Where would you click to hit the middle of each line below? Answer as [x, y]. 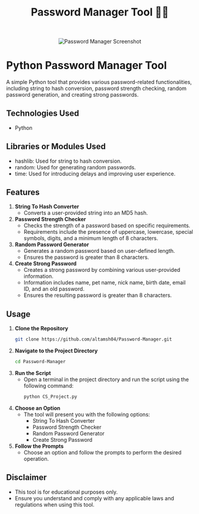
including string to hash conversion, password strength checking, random [97, 88]
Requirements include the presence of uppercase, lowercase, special [108, 232]
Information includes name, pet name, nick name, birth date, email [105, 283]
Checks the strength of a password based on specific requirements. [107, 225]
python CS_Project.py [50, 397]
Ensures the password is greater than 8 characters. [86, 257]
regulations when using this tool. [55, 504]
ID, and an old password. [54, 289]
